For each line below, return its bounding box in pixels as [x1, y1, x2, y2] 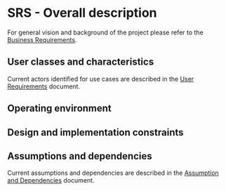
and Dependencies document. [7, 176, 95, 185]
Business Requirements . [7, 35, 77, 44]
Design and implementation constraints [7, 126, 184, 138]
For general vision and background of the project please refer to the [7, 28, 204, 37]
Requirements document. [7, 82, 81, 91]
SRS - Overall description [7, 5, 157, 21]
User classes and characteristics [7, 56, 154, 68]
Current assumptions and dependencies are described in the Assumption [7, 169, 219, 177]
